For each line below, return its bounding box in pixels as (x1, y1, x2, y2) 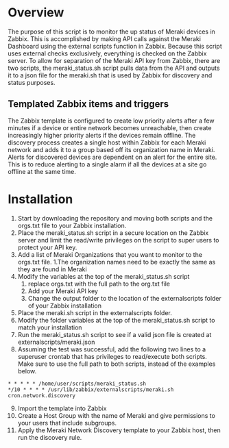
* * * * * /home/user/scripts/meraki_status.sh (8, 380, 147, 387)
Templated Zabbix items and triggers (8, 98, 169, 110)
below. (17, 366, 37, 375)
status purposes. (8, 78, 56, 86)
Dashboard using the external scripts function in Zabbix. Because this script (8, 42, 222, 50)
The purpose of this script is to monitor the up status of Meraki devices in (8, 27, 215, 36)
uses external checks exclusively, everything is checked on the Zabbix (8, 49, 207, 58)
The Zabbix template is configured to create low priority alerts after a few (8, 116, 215, 125)
